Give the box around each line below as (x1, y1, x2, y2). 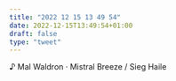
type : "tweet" (9, 37, 62, 47)
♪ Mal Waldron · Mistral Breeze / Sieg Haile (9, 62, 167, 72)
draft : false (9, 29, 58, 38)
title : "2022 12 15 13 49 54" (9, 12, 122, 22)
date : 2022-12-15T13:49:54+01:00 (9, 21, 133, 30)
